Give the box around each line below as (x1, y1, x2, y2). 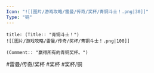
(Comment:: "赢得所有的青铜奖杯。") (6, 49, 88, 55)
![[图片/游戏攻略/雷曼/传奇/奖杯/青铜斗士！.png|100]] (6, 38, 130, 44)
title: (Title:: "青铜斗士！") (6, 31, 79, 37)
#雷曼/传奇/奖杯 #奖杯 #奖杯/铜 (6, 61, 82, 68)
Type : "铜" (6, 14, 33, 20)
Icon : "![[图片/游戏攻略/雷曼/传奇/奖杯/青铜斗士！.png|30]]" (6, 8, 149, 15)
